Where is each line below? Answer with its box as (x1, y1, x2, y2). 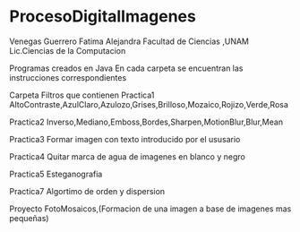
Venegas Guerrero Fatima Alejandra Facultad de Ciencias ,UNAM (9, 36, 249, 47)
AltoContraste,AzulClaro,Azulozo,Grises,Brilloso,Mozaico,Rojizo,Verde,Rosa (9, 99, 289, 109)
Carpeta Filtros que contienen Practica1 (9, 90, 155, 100)
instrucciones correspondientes (9, 72, 127, 82)
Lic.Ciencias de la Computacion (9, 45, 126, 56)
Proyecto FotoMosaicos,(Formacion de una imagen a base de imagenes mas (9, 203, 292, 214)
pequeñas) (9, 212, 49, 223)
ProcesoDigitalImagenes (9, 6, 197, 27)
